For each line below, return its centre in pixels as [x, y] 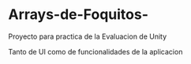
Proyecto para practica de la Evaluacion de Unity [88, 36]
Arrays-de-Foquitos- [78, 15]
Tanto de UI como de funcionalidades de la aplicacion [95, 51]
